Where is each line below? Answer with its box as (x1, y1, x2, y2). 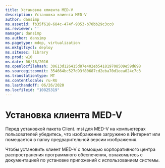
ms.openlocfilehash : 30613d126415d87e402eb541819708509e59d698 (5, 64, 141, 69)
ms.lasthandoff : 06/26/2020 (5, 82, 65, 88)
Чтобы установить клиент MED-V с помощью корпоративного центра (5, 146, 155, 152)
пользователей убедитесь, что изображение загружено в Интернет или (5, 131, 160, 137)
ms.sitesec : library (5, 50, 49, 55)
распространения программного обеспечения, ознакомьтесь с (5, 152, 143, 158)
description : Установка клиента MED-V (5, 12, 87, 17)
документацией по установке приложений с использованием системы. (5, 157, 160, 163)
